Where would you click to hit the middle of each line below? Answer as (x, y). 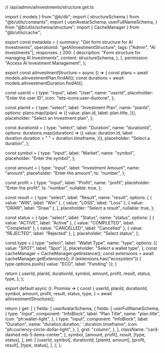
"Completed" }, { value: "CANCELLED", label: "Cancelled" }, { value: (74, 228)
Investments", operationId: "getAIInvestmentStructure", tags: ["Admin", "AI (80, 47)
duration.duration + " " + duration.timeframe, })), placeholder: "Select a (78, 138)
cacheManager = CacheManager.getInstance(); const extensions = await (80, 253)
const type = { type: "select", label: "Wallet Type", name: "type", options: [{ (81, 243)
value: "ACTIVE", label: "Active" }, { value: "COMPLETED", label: (70, 223)
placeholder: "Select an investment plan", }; (49, 118)
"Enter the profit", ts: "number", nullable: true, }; (54, 188)
